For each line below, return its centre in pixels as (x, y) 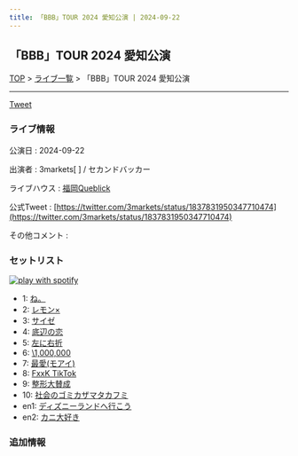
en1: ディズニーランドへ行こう (77, 406)
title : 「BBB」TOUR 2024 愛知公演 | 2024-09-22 (94, 17)
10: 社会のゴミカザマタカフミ (75, 395)
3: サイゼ (39, 321)
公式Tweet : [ (33, 207)
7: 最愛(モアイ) (48, 364)
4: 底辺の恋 (43, 332)
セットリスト (37, 260)
